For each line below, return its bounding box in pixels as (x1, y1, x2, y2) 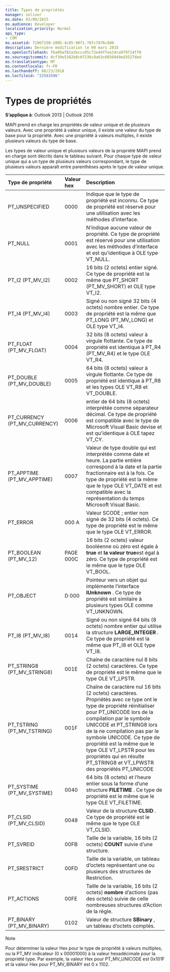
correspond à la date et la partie (86, 463, 162, 470)
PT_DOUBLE (8, 374, 37, 381)
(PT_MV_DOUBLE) (8, 380, 52, 387)
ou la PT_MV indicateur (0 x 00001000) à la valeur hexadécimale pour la (5, 950, 156, 956)
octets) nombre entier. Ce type (86, 304, 159, 311)
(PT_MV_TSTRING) (8, 727, 53, 734)
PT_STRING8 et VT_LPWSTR (86, 759, 154, 766)
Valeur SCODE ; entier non (86, 509, 149, 516)
